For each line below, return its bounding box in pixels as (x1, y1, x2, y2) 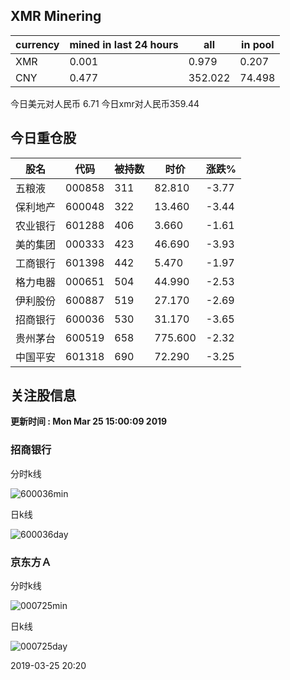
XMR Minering (10, 8, 102, 25)
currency (15, 37, 60, 51)
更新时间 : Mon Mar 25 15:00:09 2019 (10, 415, 168, 428)
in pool (241, 37, 275, 51)
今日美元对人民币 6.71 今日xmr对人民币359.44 (10, 97, 200, 109)
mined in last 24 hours (69, 37, 179, 51)
